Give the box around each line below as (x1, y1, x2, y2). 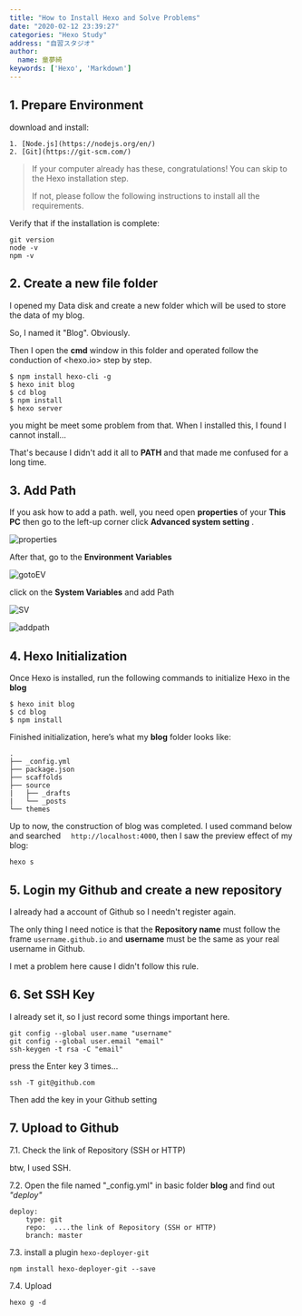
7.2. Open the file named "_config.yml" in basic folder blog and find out (9, 1180, 275, 1191)
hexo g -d (9, 1298, 47, 1307)
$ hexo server (9, 403, 63, 413)
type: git (25, 1214, 63, 1224)
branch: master (25, 1231, 83, 1240)
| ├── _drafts (9, 789, 71, 798)
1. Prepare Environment (9, 97, 143, 114)
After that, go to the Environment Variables (9, 551, 172, 563)
